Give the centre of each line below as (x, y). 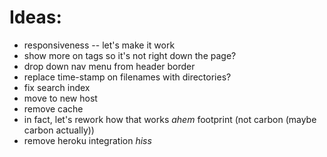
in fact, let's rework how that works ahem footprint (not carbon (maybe (170, 119)
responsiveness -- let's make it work (99, 45)
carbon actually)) (59, 130)
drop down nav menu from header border (109, 66)
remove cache (53, 108)
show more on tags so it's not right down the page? (130, 55)
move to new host (60, 98)
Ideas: (35, 17)
